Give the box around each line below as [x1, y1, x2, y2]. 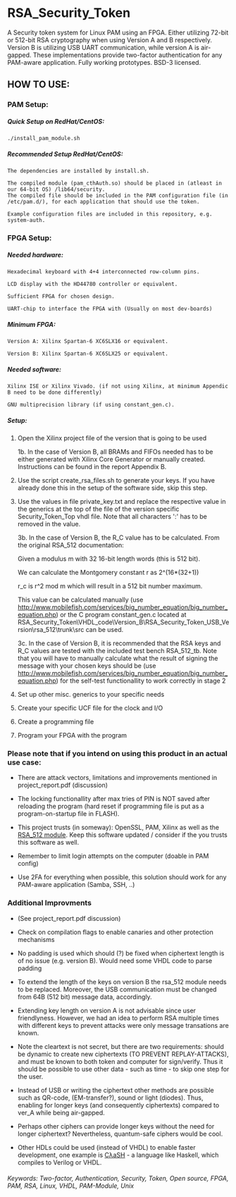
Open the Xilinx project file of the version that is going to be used [17, 433, 206, 442]
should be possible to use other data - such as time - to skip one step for [17, 1065, 230, 1073]
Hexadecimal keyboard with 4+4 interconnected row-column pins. [7, 268, 200, 275]
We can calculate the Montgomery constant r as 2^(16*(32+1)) [17, 568, 199, 576]
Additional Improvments [7, 898, 92, 908]
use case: [7, 757, 42, 767]
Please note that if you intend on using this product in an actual [7, 748, 228, 758]
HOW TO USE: [7, 79, 70, 91]
